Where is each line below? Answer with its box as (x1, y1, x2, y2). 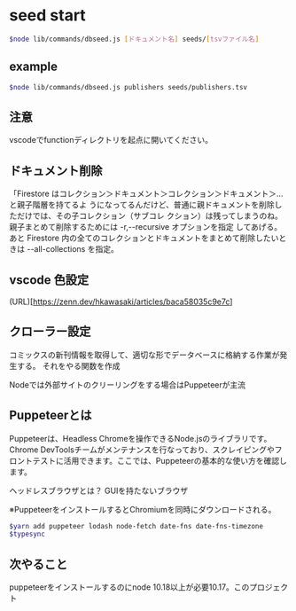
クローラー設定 (9, 325, 91, 340)
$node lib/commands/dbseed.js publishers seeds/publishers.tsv (9, 82, 248, 91)
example (9, 59, 58, 74)
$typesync (9, 529, 46, 539)
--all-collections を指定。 (26, 244, 120, 255)
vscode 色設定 (9, 272, 90, 287)
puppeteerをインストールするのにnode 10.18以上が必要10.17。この (9, 582, 250, 592)
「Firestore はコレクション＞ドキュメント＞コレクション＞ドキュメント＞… (9, 188, 284, 200)
